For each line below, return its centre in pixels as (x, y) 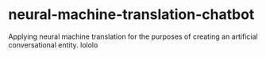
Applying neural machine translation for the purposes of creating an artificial (133, 36)
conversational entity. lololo (53, 44)
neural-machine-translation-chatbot (131, 15)
